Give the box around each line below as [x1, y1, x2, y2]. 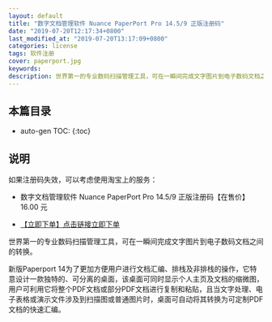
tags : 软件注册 [8, 49, 55, 58]
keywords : [8, 65, 42, 73]
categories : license [8, 42, 79, 50]
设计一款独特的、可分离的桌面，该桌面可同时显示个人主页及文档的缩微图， [15, 274, 264, 284]
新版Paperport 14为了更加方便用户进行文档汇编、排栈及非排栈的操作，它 [8, 264, 250, 274]
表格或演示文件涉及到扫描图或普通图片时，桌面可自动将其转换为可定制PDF [15, 294, 264, 304]
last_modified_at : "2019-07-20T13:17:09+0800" [8, 34, 168, 43]
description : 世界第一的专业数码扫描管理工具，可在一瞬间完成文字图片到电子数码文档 [8, 72, 261, 80]
